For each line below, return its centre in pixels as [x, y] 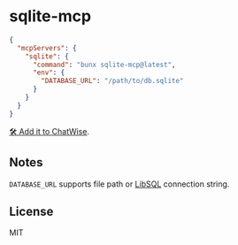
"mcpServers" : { [47, 48]
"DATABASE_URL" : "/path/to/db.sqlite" [112, 81]
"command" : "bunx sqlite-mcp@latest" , [104, 65]
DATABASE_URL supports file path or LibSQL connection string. [119, 184]
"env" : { [49, 73]
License [31, 211]
